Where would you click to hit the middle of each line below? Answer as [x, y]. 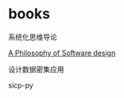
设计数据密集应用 [36, 69]
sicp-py [21, 85]
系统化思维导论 [33, 37]
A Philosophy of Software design [62, 53]
